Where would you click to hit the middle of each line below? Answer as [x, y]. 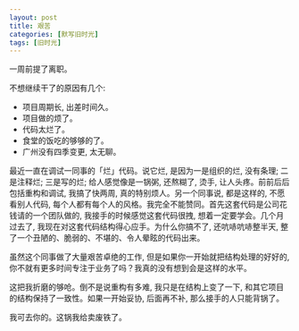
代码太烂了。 [46, 130]
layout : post [33, 17]
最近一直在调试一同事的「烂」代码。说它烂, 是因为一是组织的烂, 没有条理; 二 [149, 171]
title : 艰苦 [30, 26]
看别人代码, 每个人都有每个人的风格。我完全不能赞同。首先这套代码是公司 [144, 204]
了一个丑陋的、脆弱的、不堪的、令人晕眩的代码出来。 [107, 238]
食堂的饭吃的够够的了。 [65, 140]
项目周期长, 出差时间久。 [67, 107]
